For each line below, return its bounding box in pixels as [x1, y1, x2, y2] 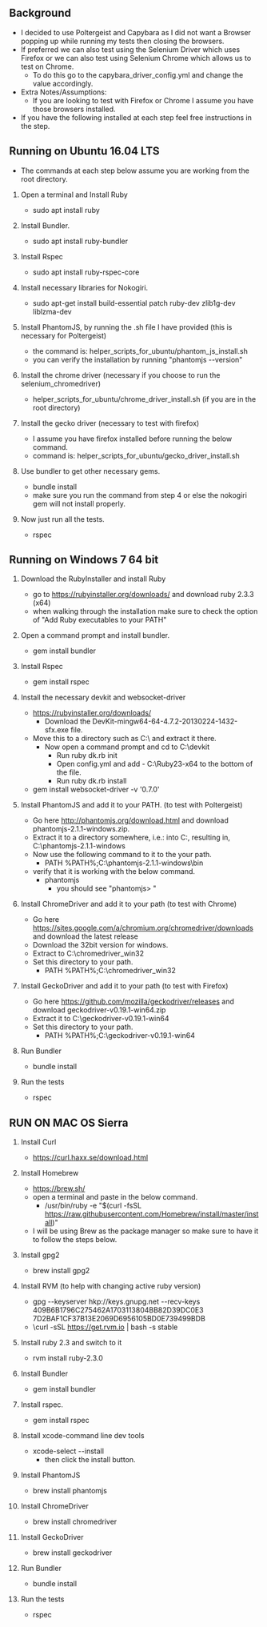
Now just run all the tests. [20, 514, 105, 523]
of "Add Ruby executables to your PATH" [32, 615, 167, 625]
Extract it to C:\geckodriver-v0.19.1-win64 [32, 1014, 169, 1024]
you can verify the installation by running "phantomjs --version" [32, 355, 243, 364]
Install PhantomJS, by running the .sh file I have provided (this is [20, 322, 233, 331]
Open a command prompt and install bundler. [20, 631, 170, 640]
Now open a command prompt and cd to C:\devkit [44, 742, 210, 751]
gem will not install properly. [32, 499, 126, 508]
